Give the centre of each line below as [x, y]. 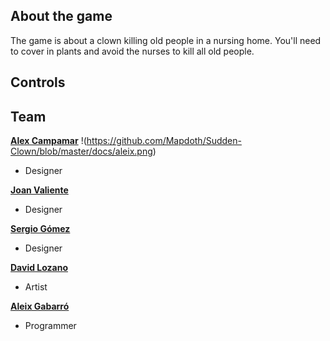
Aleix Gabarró [40, 306]
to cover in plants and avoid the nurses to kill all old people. [132, 51]
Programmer [50, 326]
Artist [36, 287]
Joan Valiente [39, 190]
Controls [38, 82]
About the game [61, 16]
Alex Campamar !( [48, 141]
